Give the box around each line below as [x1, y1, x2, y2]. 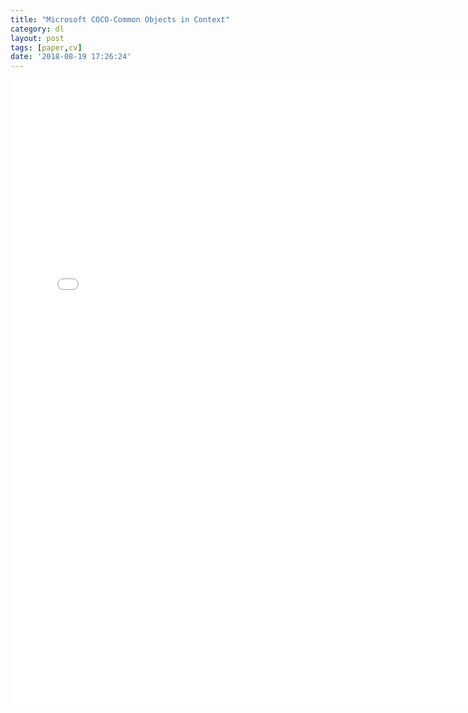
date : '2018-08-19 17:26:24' [10, 52, 132, 62]
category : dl [10, 24, 65, 34]
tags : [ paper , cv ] [10, 42, 83, 53]
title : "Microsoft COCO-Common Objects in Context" [10, 14, 230, 25]
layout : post [10, 33, 65, 43]
